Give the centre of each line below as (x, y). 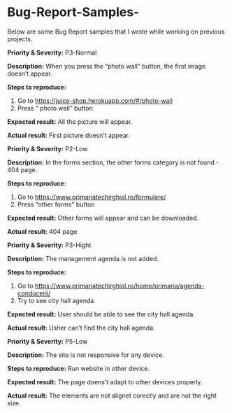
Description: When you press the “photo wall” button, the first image (107, 66)
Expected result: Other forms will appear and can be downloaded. (103, 218)
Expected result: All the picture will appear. (70, 121)
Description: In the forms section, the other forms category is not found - (113, 162)
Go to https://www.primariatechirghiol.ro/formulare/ (92, 197)
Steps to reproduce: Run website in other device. (79, 368)
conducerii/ (34, 293)
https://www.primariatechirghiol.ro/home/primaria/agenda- (119, 286)
